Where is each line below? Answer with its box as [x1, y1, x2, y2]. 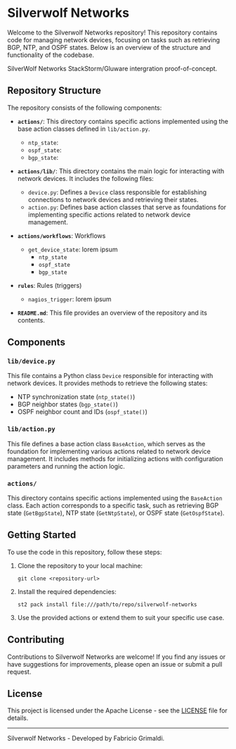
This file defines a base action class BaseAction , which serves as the [7, 439, 206, 448]
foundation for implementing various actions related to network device [7, 447, 211, 455]
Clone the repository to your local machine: [17, 561, 143, 569]
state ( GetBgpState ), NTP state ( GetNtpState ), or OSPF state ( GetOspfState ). [7, 509, 225, 517]
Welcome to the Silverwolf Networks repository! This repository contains [7, 28, 218, 37]
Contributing [7, 634, 65, 646]
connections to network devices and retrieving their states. [27, 195, 199, 203]
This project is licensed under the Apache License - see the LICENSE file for [7, 706, 228, 715]
